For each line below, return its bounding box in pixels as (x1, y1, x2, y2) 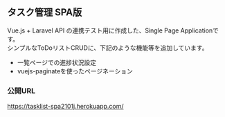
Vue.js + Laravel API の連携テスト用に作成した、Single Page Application (7, 26, 213, 35)
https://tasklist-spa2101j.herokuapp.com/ (7, 102, 124, 111)
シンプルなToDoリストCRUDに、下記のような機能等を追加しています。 (7, 44, 208, 52)
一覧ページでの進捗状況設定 (17, 58, 97, 66)
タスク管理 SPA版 (7, 6, 82, 19)
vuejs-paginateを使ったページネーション (17, 66, 134, 75)
